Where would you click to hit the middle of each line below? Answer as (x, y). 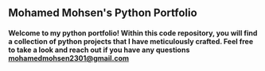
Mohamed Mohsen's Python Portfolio (103, 13)
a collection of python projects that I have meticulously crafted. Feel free (131, 41)
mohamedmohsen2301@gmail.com (69, 58)
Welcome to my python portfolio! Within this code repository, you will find (133, 33)
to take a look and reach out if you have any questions (99, 50)
